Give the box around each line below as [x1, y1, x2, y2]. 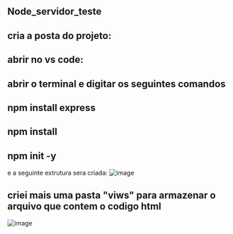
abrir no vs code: [7, 54, 84, 66]
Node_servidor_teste [7, 6, 102, 18]
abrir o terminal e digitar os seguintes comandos [7, 78, 226, 90]
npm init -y [7, 150, 57, 162]
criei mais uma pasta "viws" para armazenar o [7, 189, 216, 201]
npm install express [7, 102, 96, 114]
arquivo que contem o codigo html [7, 200, 161, 212]
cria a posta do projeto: [7, 30, 112, 42]
